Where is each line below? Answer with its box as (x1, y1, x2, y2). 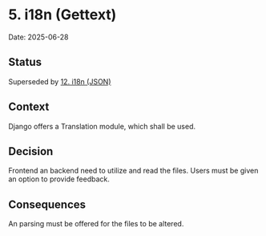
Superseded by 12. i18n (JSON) (8, 76, 111, 86)
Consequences (8, 197, 87, 211)
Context (8, 100, 50, 114)
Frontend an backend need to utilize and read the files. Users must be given (8, 166, 259, 176)
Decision (8, 144, 54, 158)
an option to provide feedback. (8, 174, 111, 184)
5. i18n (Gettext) (8, 6, 117, 24)
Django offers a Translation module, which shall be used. (8, 121, 196, 131)
